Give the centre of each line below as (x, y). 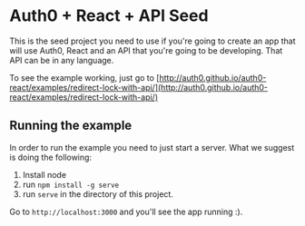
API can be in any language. (62, 60)
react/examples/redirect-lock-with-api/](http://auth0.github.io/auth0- (139, 87)
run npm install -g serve (71, 184)
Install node (44, 174)
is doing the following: (51, 157)
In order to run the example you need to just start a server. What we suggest (152, 147)
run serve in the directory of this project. (98, 194)
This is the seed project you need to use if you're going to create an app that (152, 41)
